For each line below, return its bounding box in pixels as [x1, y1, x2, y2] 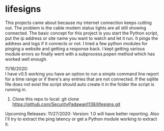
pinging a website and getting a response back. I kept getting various [5, 46, 145, 52]
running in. [5, 86, 27, 92]
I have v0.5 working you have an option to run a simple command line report [5, 71, 159, 77]
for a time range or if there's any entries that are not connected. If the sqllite [5, 76, 159, 82]
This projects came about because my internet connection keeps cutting [5, 20, 152, 26]
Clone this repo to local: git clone [12, 96, 80, 102]
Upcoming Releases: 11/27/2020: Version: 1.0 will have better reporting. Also [5, 110, 160, 116]
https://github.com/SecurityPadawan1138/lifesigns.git [12, 101, 121, 107]
